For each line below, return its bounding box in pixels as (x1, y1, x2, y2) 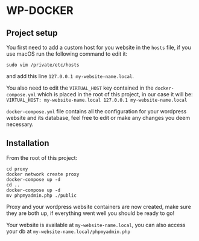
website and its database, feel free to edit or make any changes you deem (6, 114, 191, 121)
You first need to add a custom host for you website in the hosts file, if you (6, 44, 191, 51)
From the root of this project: (6, 154, 78, 161)
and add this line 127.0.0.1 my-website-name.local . (6, 73, 134, 79)
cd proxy (6, 166, 28, 172)
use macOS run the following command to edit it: (6, 50, 128, 58)
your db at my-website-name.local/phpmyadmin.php (6, 228, 131, 235)
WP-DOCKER (6, 4, 74, 18)
